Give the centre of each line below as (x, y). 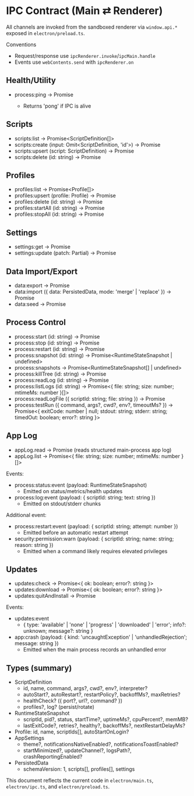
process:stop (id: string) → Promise (57, 343)
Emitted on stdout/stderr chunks (62, 504)
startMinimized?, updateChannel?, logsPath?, (77, 750)
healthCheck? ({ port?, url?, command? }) (73, 701)
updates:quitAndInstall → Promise (55, 596)
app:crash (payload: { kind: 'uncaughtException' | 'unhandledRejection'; (101, 637)
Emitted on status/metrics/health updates (73, 491)
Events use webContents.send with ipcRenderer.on (74, 62)
